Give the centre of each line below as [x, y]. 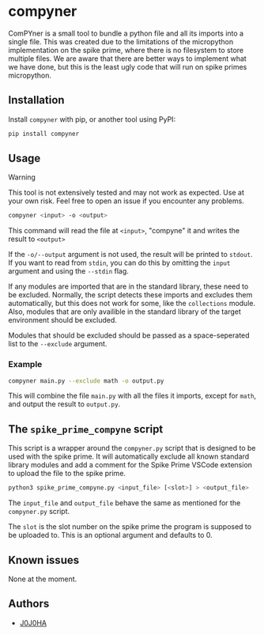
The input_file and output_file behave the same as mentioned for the [124, 503]
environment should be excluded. [62, 320]
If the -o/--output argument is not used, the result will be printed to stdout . [130, 255]
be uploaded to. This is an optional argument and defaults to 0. [111, 535]
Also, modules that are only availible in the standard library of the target [124, 312]
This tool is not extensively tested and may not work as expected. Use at [126, 193]
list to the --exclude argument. [58, 344]
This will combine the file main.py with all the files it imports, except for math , [132, 396]
